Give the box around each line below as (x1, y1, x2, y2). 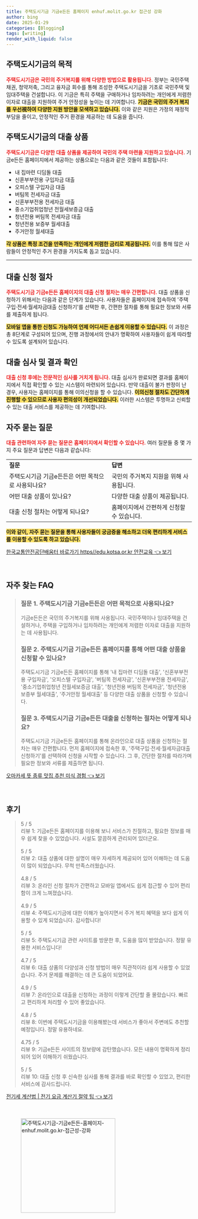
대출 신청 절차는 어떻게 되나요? (9, 508, 90, 516)
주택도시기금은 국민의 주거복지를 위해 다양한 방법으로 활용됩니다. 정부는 (6, 76, 169, 83)
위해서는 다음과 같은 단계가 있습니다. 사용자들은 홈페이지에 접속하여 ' (21, 296, 179, 303)
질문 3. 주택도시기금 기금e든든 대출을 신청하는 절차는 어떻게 (20, 714, 179, 722)
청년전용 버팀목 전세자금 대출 (14, 213, 81, 220)
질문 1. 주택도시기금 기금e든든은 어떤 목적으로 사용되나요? (20, 599, 174, 608)
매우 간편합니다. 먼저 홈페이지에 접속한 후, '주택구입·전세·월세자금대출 (31, 745, 190, 752)
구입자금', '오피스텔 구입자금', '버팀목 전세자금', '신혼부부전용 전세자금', (27, 676, 189, 683)
